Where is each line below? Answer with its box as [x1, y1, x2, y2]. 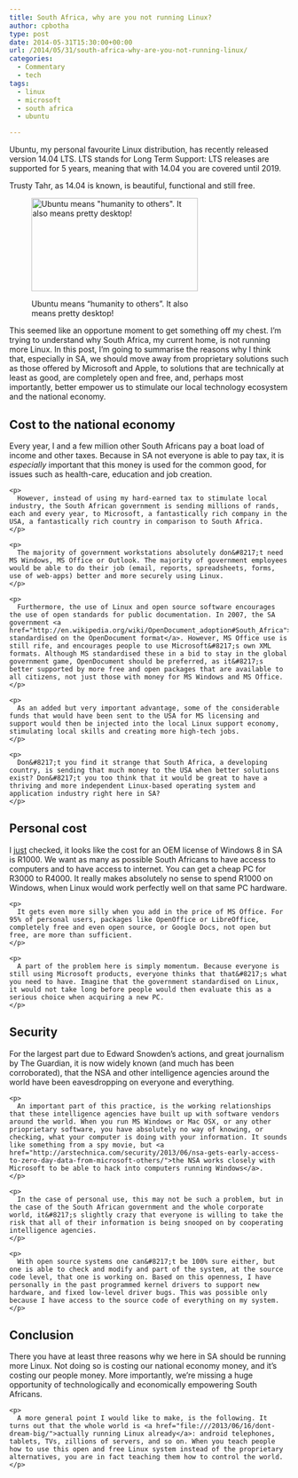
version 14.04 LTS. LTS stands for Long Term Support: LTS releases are [9, 154, 270, 164]
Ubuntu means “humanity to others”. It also [31, 298, 189, 309]
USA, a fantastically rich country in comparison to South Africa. [9, 517, 264, 526]
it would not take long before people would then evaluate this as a [9, 985, 272, 994]
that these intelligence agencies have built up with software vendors [9, 1109, 279, 1118]
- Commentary [17, 63, 66, 72]
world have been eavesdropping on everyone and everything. [9, 1077, 235, 1087]
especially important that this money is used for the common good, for [9, 459, 267, 470]
